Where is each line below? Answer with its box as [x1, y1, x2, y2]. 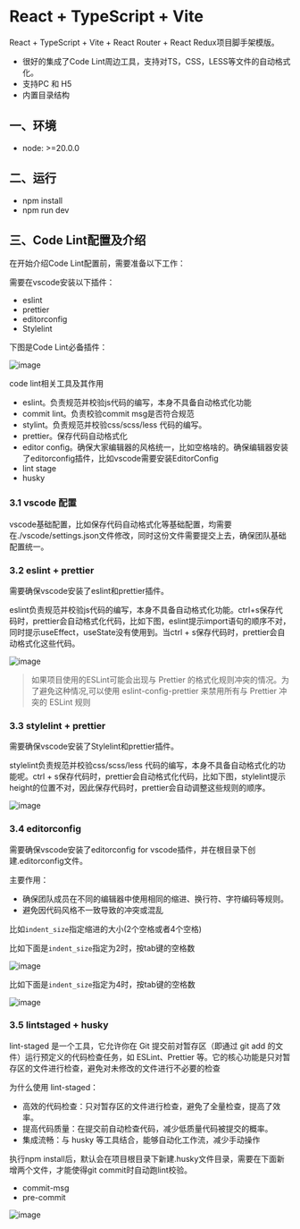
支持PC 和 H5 [21, 78, 72, 89]
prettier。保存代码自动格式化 [21, 431, 128, 442]
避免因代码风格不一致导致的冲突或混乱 [21, 904, 163, 915]
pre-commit [21, 1191, 66, 1202]
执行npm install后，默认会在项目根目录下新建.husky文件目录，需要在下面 [9, 1153, 277, 1164]
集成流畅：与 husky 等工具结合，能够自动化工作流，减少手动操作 [21, 1134, 261, 1145]
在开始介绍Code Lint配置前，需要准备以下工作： [9, 258, 186, 269]
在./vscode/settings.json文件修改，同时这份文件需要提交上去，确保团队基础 [9, 530, 287, 540]
